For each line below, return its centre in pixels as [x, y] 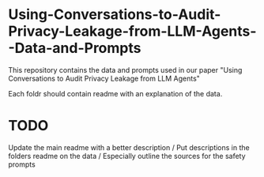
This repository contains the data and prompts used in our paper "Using [125, 70]
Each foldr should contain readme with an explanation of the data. [115, 93]
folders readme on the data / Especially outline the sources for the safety [127, 156]
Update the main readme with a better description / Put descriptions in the [129, 147]
